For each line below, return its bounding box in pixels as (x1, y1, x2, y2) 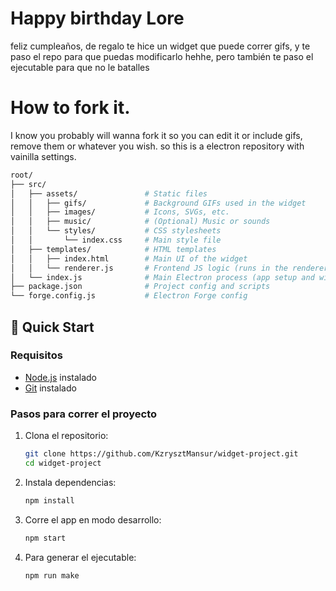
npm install (24, 495, 75, 506)
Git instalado (24, 382, 77, 394)
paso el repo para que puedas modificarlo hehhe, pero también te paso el (10, 50, 314, 62)
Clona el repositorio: (24, 430, 109, 442)
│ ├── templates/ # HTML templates (10, 244, 217, 254)
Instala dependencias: (24, 476, 117, 488)
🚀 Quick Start (10, 318, 95, 336)
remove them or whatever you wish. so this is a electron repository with (10, 140, 305, 152)
